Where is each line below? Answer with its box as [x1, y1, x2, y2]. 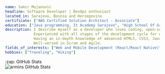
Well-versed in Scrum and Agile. [33, 41, 102, 46]
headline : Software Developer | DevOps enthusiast [5, 9, 111, 14]
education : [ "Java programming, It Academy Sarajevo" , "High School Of [5, 22, 155, 28]
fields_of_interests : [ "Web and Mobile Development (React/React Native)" [5, 45, 162, 50]
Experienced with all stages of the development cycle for [33, 32, 157, 37]
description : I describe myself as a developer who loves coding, [5, 27, 144, 32]
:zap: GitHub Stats [5, 58, 42, 64]
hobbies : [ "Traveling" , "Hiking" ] [5, 50, 76, 55]
